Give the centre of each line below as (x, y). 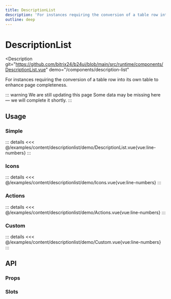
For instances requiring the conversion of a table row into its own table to (82, 80)
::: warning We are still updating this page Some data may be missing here (83, 95)
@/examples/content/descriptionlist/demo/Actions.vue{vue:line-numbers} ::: (85, 212)
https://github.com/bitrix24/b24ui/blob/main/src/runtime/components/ (90, 64)
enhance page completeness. (36, 85)
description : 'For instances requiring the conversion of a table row (82, 15)
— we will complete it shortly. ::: (39, 101)
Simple (14, 131)
